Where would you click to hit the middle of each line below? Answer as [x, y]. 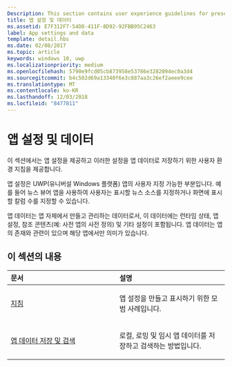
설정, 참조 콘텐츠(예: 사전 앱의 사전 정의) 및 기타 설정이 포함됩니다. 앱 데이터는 [111, 224]
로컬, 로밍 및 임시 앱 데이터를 [163, 335]
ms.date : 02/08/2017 [37, 46]
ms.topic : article [33, 53]
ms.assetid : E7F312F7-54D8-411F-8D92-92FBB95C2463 [81, 26]
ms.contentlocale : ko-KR [43, 91]
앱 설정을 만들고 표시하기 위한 [165, 298]
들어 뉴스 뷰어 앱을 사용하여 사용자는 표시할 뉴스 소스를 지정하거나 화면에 [112, 192]
